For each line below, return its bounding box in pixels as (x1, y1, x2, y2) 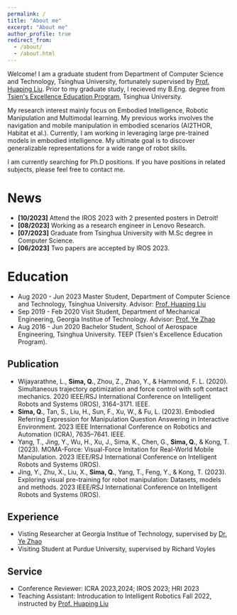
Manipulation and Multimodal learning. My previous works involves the (7, 113, 214, 122)
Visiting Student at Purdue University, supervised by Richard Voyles (17, 545, 216, 553)
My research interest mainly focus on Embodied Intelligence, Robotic (7, 106, 209, 114)
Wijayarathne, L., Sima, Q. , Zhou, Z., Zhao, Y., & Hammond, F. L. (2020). (17, 377, 228, 385)
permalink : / (7, 10, 46, 18)
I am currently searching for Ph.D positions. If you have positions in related (7, 157, 226, 166)
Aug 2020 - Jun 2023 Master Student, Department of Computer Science (17, 292, 231, 301)
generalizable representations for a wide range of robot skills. (7, 144, 187, 152)
